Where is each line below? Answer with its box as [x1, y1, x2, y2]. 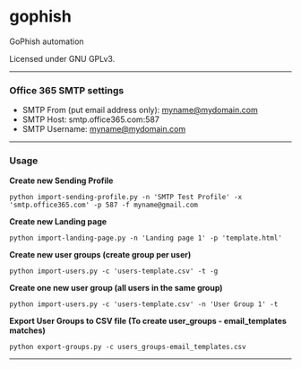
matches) [9, 325, 47, 336]
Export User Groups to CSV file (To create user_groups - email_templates [9, 315, 287, 326]
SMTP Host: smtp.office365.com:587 [21, 114, 159, 125]
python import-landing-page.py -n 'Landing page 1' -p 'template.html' [9, 233, 282, 242]
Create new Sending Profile [9, 175, 114, 186]
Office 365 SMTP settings [9, 83, 125, 96]
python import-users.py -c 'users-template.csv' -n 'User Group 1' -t [9, 299, 279, 309]
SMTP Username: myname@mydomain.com [21, 124, 186, 135]
